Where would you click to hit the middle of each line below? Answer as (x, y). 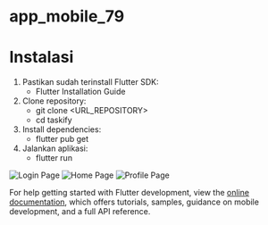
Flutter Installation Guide (80, 92)
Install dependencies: (62, 129)
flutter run (54, 158)
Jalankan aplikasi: (55, 148)
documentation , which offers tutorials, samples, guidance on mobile (134, 202)
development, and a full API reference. (80, 212)
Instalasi (42, 58)
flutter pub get (62, 139)
